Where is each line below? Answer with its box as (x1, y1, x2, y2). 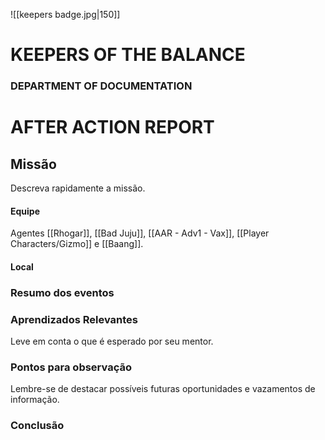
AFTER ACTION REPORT (10, 116, 215, 139)
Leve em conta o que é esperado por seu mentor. (10, 335, 214, 348)
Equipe (10, 205, 41, 217)
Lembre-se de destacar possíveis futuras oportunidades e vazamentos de (10, 383, 316, 395)
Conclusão (10, 419, 65, 433)
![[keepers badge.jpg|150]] (10, 9, 121, 20)
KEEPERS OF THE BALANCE (10, 44, 246, 66)
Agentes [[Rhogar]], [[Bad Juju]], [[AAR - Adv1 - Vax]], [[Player (10, 227, 270, 239)
